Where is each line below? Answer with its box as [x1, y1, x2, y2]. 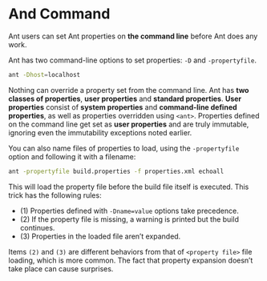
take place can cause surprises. [8, 263, 114, 273]
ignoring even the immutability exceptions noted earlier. [8, 127, 192, 137]
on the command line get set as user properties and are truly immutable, [8, 119, 249, 129]
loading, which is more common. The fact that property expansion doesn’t [8, 255, 253, 265]
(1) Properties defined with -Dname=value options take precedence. [19, 206, 239, 215]
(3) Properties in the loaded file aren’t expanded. [19, 231, 181, 241]
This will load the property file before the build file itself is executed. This [8, 182, 249, 191]
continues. [19, 223, 55, 232]
